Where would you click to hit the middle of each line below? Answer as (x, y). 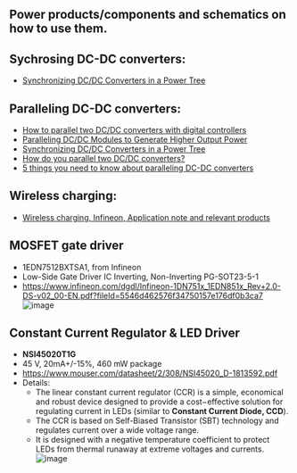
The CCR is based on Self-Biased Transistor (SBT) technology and (157, 421)
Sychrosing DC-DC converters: (98, 58)
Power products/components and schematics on (148, 15)
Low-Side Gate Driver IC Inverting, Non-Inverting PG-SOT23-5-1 (140, 277)
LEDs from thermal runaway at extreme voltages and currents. (150, 449)
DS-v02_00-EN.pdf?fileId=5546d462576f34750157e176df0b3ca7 (142, 295)
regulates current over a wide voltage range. (117, 430)
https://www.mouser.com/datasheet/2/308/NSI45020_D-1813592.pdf (150, 373)
